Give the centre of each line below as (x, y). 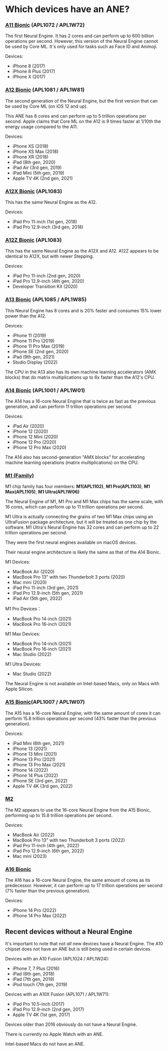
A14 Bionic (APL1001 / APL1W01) (45, 390)
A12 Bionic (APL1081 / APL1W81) (45, 90)
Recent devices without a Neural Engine (69, 932)
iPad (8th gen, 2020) (34, 162)
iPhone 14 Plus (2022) (35, 775)
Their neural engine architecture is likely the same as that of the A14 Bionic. (83, 552)
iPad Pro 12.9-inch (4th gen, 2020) (48, 281)
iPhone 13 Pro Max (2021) (39, 764)
